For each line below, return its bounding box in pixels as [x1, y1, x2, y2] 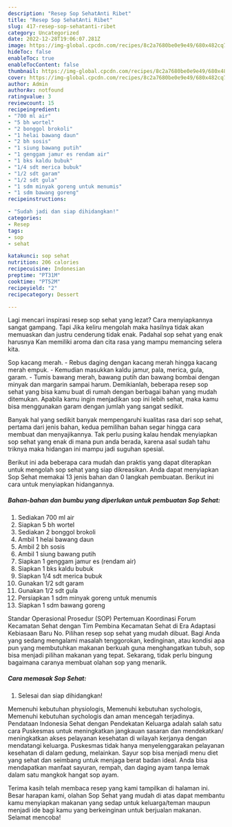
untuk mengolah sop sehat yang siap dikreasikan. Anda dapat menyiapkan [8, 465, 219, 474]
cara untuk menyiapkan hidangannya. [8, 480, 114, 489]
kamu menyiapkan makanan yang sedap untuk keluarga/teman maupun [8, 799, 211, 807]
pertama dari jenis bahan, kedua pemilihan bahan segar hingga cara [8, 423, 201, 431]
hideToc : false [8, 49, 52, 56]
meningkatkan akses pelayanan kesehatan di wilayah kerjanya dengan [8, 734, 207, 742]
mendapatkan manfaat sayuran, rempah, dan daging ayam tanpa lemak [8, 764, 210, 772]
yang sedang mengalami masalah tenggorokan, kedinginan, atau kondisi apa [8, 636, 225, 645]
